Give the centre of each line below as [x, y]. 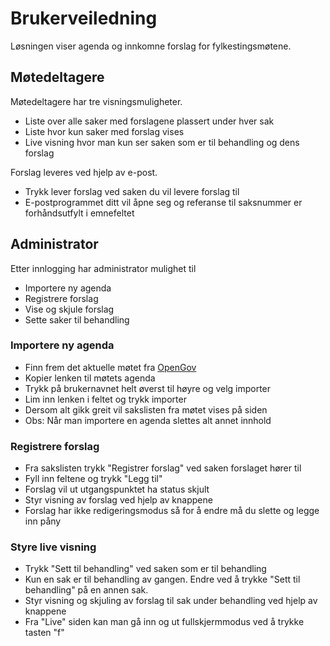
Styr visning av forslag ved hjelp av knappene [118, 500]
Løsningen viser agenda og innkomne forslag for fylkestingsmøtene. [151, 46]
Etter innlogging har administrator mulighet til [103, 268]
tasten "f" [44, 633]
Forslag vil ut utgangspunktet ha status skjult [117, 489]
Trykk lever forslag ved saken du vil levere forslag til [132, 191]
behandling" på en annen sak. [86, 590]
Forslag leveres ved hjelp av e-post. [84, 172]
